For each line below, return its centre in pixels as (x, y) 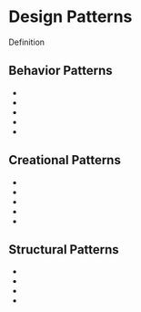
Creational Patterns (65, 160)
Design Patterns (70, 17)
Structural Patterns (64, 250)
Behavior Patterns (60, 71)
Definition (27, 42)
